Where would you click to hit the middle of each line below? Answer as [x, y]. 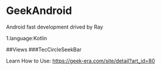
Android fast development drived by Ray [55, 27]
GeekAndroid [39, 11]
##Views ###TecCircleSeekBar [44, 49]
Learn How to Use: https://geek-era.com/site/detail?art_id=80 [80, 61]
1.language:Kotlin [27, 38]
